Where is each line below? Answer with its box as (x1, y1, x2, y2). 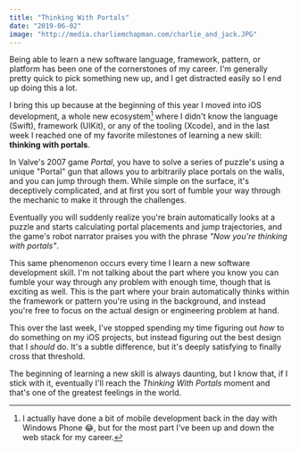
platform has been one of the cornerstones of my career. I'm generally (9, 63, 268, 74)
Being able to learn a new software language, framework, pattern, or (9, 54, 261, 65)
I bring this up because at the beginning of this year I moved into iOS (9, 100, 262, 111)
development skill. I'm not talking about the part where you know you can (9, 267, 279, 278)
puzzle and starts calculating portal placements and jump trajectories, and (9, 221, 283, 232)
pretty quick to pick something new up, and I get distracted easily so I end (9, 73, 282, 84)
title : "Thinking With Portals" (9, 13, 129, 22)
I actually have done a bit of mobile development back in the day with (21, 413, 278, 424)
